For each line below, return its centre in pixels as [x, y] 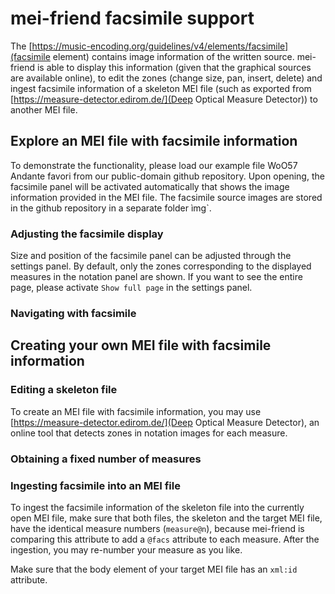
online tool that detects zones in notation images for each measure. [149, 433]
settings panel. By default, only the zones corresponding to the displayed [161, 266]
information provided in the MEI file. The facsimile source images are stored [166, 197]
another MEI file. [44, 109]
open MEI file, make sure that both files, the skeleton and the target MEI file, [166, 518]
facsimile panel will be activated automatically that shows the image [150, 186]
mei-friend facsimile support [132, 18]
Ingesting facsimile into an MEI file [95, 485]
